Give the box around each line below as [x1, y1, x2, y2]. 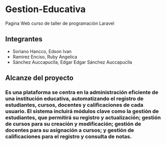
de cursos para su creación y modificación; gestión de [5, 120, 141, 127]
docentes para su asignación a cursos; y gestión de [5, 127, 135, 134]
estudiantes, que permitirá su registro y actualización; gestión [5, 114, 161, 121]
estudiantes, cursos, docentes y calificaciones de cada [5, 102, 144, 109]
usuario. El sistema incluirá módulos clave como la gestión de [5, 108, 159, 115]
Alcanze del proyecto [5, 74, 74, 82]
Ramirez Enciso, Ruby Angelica [12, 54, 77, 60]
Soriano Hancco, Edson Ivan [12, 48, 72, 54]
